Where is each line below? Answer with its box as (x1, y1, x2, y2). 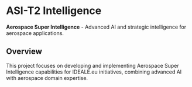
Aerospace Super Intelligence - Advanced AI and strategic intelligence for (6, 23, 186, 30)
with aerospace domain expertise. (6, 74, 88, 81)
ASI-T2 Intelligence (6, 4, 102, 18)
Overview (6, 47, 43, 57)
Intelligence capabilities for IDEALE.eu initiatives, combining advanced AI (6, 68, 182, 75)
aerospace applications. (6, 29, 64, 36)
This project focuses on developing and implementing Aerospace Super (6, 62, 180, 69)
